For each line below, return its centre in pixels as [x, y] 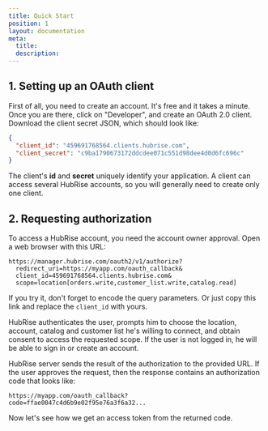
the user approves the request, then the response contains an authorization [134, 373]
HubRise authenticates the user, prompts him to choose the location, [123, 322]
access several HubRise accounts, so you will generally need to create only [134, 185]
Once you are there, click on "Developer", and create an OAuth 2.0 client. [130, 114]
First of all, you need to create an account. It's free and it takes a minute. [130, 105]
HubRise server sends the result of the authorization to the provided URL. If [134, 364]
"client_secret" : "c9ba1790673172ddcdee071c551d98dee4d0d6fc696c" [130, 153]
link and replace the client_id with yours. [78, 307]
